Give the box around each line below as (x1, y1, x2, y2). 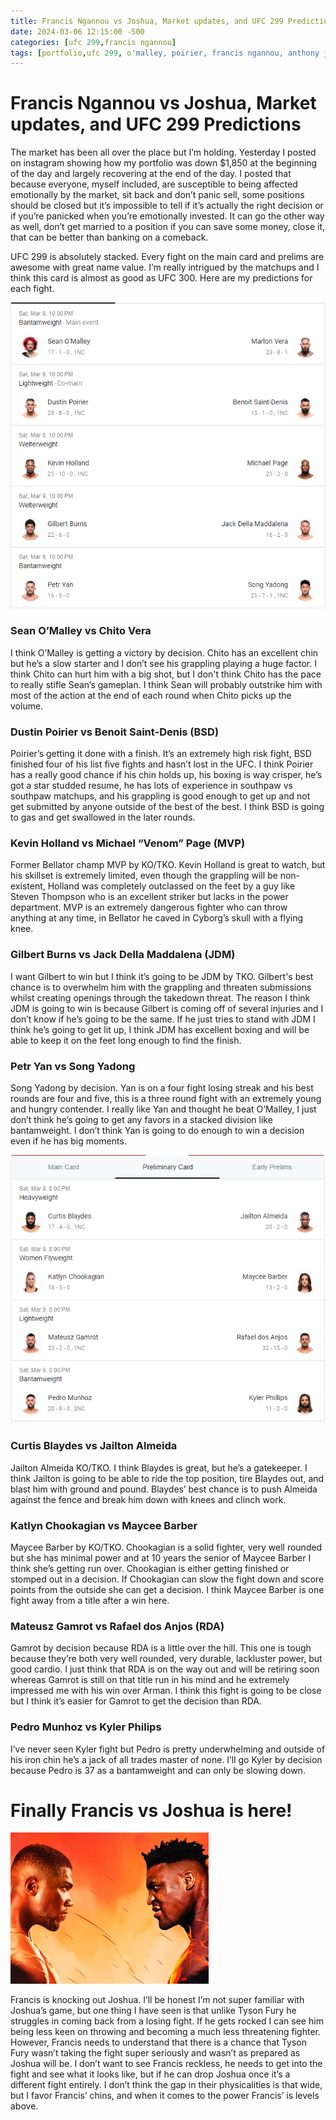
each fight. (10, 283, 55, 295)
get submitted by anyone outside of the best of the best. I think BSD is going (10, 801, 325, 813)
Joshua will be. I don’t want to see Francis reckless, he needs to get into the (10, 2058, 323, 2070)
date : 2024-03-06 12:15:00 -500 (10, 26, 145, 37)
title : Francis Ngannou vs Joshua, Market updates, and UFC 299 (10, 16, 284, 26)
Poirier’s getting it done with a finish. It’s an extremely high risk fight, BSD (10, 748, 312, 760)
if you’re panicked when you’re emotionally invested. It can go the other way (10, 210, 325, 222)
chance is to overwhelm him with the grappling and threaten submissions (10, 981, 312, 993)
